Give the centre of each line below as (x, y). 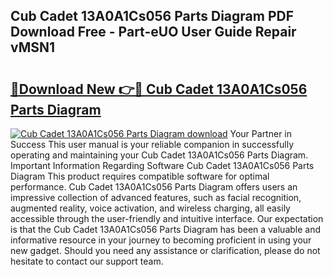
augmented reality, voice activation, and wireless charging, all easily (150, 208)
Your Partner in (261, 133)
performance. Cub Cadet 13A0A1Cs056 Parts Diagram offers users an (154, 187)
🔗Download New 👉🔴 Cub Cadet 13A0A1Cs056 (159, 89)
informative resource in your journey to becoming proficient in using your (161, 240)
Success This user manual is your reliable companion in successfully (152, 144)
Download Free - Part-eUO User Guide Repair (153, 32)
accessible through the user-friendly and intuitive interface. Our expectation (167, 218)
